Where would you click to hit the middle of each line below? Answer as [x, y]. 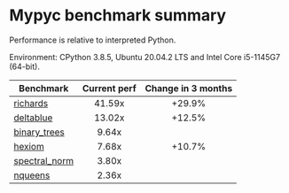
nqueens [32, 175]
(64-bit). [24, 66]
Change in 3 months [189, 88]
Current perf [110, 88]
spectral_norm [43, 160]
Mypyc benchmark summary [118, 15]
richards [31, 103]
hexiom [29, 146]
